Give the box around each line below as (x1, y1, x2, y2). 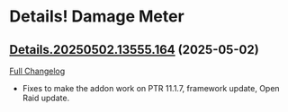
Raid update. (22, 92, 70, 103)
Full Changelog (9, 65, 66, 76)
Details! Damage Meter (9, 6, 184, 27)
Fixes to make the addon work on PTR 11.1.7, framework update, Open (22, 83, 281, 93)
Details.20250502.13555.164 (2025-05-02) (9, 42, 259, 57)
